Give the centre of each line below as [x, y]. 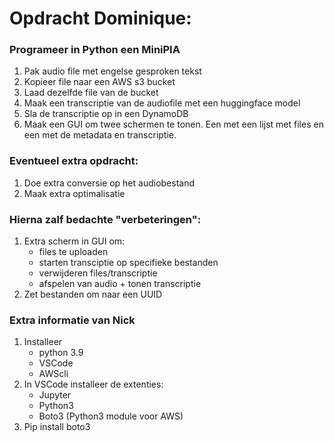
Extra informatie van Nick [72, 320]
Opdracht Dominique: [100, 18]
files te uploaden [73, 252]
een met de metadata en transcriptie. [100, 135]
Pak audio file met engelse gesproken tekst [112, 71]
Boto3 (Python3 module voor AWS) [111, 416]
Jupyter [55, 395]
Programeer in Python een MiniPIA [95, 50]
